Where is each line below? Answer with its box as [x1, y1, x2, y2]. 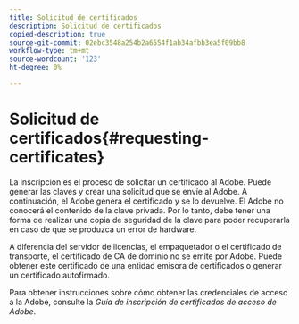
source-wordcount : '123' [9, 54, 102, 63]
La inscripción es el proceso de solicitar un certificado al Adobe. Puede [9, 176, 272, 187]
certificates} [9, 147, 105, 168]
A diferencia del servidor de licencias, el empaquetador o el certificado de [9, 241, 283, 252]
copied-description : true [9, 29, 105, 38]
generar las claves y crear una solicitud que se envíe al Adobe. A [9, 186, 248, 196]
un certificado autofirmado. [9, 270, 110, 280]
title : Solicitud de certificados [9, 12, 138, 22]
